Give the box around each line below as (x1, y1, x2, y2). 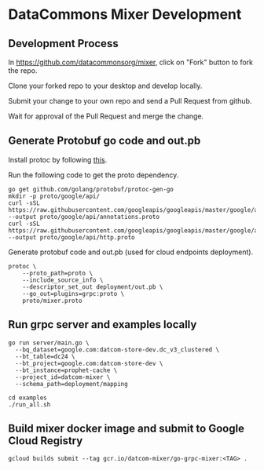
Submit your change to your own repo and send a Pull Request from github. (8, 97, 252, 105)
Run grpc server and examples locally (8, 318, 197, 331)
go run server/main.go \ (8, 339, 90, 347)
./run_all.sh (8, 400, 51, 409)
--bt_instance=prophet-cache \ (15, 366, 118, 374)
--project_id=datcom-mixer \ (15, 373, 111, 381)
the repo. (8, 66, 38, 75)
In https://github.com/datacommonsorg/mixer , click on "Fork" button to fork (8, 57, 254, 67)
